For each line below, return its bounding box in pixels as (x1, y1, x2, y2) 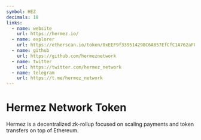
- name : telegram (11, 70, 55, 76)
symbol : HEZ (6, 8, 36, 15)
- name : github (11, 48, 50, 54)
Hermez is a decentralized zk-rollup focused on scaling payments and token (6, 120, 194, 128)
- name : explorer (11, 36, 55, 42)
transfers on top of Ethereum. (6, 127, 79, 134)
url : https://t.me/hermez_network (17, 75, 103, 81)
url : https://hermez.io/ (17, 31, 79, 37)
